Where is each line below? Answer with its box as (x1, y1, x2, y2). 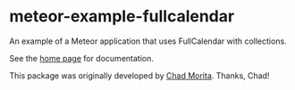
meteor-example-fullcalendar (9, 6, 235, 27)
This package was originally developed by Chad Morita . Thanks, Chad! (9, 70, 270, 81)
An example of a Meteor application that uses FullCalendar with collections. (9, 36, 288, 46)
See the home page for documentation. (9, 53, 154, 63)
